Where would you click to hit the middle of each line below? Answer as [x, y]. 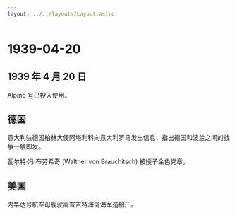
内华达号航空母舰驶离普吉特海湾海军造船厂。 [72, 204]
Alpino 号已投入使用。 [39, 95]
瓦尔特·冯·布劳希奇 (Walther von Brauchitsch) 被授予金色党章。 [98, 162]
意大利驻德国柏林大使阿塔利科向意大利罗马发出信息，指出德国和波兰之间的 [115, 138]
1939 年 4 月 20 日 [47, 77]
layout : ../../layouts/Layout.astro [61, 14]
